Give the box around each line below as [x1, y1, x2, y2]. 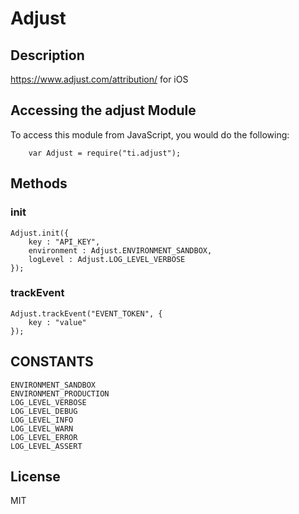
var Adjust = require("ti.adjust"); [28, 148, 182, 158]
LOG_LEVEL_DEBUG [10, 406, 78, 416]
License [10, 468, 61, 485]
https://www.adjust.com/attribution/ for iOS [10, 73, 189, 85]
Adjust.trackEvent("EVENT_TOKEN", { [10, 308, 163, 319]
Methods [10, 175, 68, 192]
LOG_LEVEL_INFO [10, 415, 74, 425]
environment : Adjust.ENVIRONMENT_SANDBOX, [28, 245, 213, 256]
